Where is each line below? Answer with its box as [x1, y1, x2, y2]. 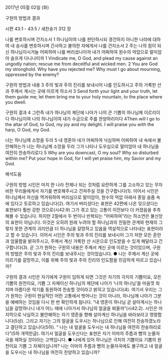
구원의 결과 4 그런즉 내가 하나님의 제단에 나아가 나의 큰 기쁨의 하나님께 [5, 109, 143, 115]
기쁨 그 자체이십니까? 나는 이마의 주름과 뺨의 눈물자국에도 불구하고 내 [18, 343, 153, 349]
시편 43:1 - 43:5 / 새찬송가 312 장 [5, 26, 71, 32]
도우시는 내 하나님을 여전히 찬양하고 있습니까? [10, 349, 100, 355]
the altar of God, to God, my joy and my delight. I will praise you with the [5, 122, 154, 127]
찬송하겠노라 [136, 318, 161, 324]
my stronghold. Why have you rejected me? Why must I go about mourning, [5, 66, 161, 72]
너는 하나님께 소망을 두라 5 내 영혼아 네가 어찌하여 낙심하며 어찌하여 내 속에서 [5, 137, 156, 143]
